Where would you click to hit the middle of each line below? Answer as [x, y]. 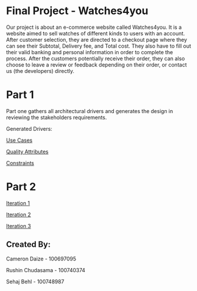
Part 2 [21, 187]
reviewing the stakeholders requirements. [57, 117]
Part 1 [20, 95]
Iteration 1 [18, 203]
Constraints [20, 163]
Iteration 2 [19, 214]
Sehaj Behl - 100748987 [35, 282]
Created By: [29, 245]
